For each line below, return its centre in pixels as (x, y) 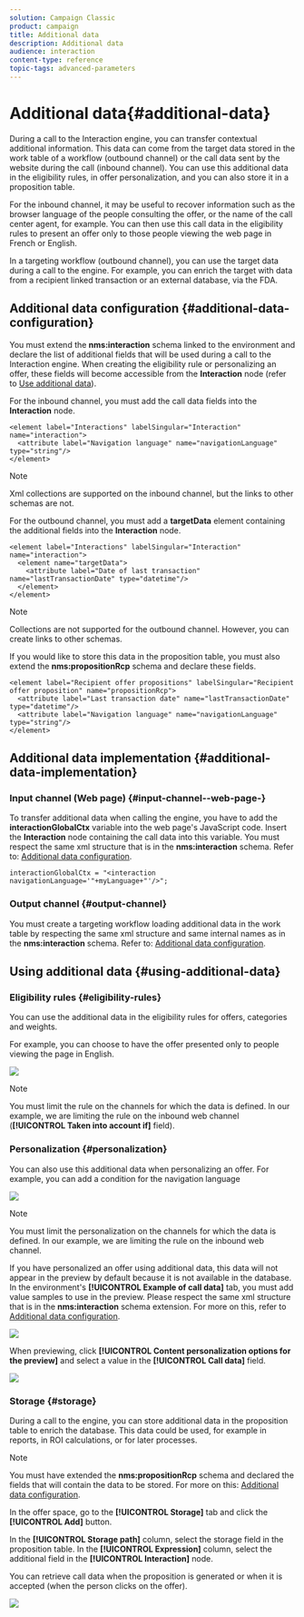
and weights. (34, 1027)
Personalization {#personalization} (88, 1149)
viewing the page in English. (62, 1054)
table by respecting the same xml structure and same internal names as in (147, 933)
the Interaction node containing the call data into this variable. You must (144, 838)
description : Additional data (67, 43)
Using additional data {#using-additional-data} (145, 972)
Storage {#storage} (53, 1401)
